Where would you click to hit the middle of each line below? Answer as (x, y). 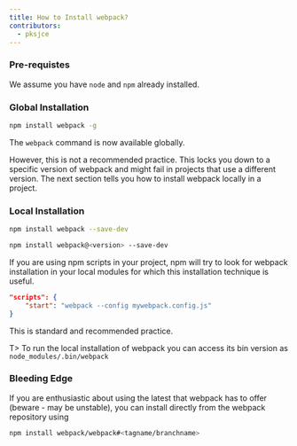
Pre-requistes (40, 65)
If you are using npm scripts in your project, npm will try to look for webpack (148, 262)
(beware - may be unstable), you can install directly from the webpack (137, 407)
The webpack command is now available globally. (97, 142)
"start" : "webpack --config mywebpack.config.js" (119, 305)
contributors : (35, 26)
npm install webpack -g (53, 125)
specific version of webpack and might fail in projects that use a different (143, 168)
